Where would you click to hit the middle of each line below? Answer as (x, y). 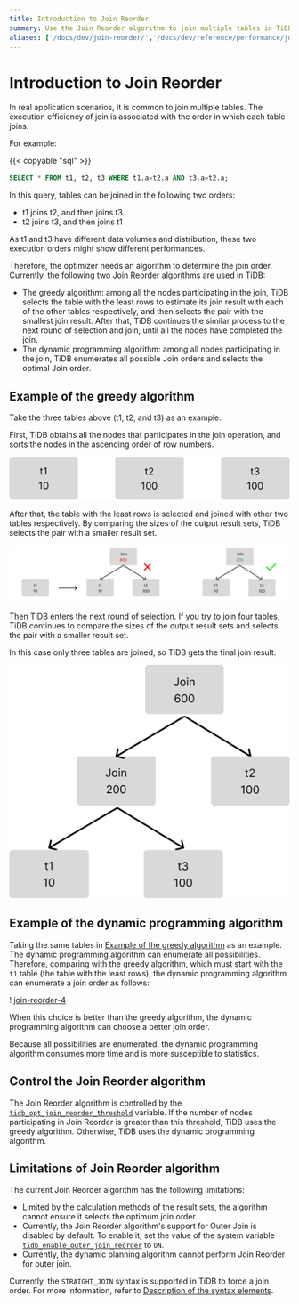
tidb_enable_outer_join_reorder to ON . (93, 1245)
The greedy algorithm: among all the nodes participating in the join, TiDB (155, 293)
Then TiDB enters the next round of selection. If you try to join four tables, (145, 616)
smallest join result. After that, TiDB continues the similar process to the (153, 321)
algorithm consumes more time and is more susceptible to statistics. (134, 1053)
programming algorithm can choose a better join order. (110, 1026)
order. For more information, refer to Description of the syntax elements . (141, 1291)
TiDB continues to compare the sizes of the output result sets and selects (144, 625)
